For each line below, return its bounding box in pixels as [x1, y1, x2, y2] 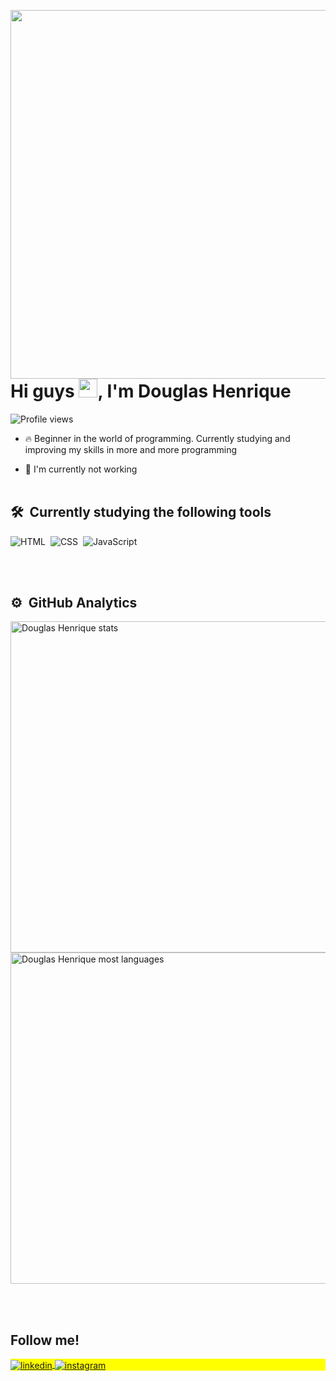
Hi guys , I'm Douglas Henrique [10, 380, 292, 402]
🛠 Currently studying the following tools [10, 504, 272, 521]
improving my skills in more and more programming [24, 443, 238, 455]
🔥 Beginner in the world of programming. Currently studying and [24, 432, 291, 444]
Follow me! [10, 1331, 80, 1349]
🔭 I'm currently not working [24, 463, 138, 475]
